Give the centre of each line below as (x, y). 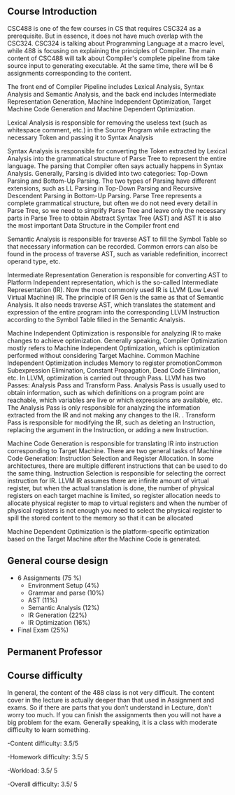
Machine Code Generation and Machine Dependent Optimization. (101, 109)
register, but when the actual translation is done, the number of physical (111, 488)
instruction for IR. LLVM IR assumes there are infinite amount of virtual (108, 481)
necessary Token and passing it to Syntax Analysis (80, 137)
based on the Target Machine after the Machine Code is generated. (104, 539)
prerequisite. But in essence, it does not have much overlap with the (105, 36)
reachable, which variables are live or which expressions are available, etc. (115, 400)
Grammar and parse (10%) (66, 593)
